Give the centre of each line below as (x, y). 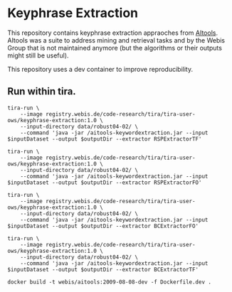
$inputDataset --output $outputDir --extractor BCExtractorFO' (103, 226)
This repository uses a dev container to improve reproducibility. (100, 69)
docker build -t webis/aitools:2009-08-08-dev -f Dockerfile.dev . (110, 282)
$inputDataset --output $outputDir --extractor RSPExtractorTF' (105, 139)
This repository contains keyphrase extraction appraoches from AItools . (113, 33)
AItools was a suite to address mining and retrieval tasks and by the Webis (116, 40)
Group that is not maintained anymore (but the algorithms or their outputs (115, 48)
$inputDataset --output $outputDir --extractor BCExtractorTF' (103, 269)
